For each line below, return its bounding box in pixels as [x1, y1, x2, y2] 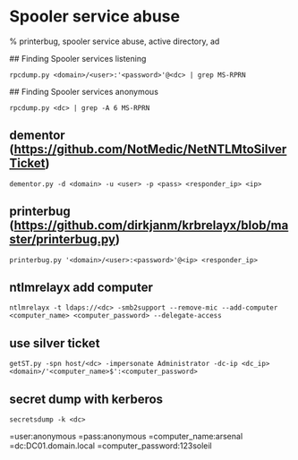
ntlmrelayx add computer [9, 279, 154, 294]
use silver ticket [9, 336, 100, 351]
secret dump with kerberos [9, 391, 164, 406]
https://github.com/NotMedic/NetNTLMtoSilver [13, 141, 287, 158]
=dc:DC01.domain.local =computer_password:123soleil [9, 440, 212, 451]
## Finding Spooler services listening [9, 53, 147, 64]
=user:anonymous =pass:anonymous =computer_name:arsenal [9, 431, 243, 441]
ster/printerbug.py [9, 232, 116, 247]
